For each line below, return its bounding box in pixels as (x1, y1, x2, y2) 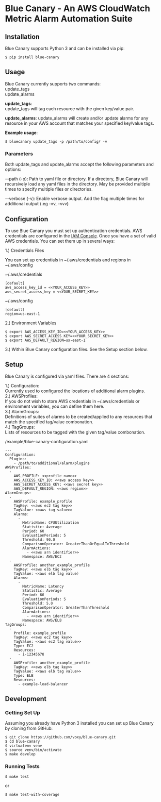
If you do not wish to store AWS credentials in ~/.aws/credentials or (5, 398, 140, 404)
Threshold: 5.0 (22, 601, 53, 606)
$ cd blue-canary (5, 739, 40, 744)
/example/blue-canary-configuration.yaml (5, 438, 89, 444)
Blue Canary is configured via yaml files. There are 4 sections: (5, 373, 129, 379)
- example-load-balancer (17, 682, 68, 686)
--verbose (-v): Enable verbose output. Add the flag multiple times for (5, 196, 145, 201)
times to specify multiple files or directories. (5, 186, 93, 192)
